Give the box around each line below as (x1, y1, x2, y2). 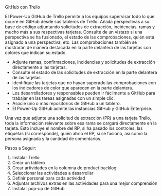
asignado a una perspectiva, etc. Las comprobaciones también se (5, 39, 137, 45)
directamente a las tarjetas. (12, 64, 67, 70)
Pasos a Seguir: (5, 145, 36, 151)
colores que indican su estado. (5, 50, 67, 55)
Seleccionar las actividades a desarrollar (12, 170, 94, 176)
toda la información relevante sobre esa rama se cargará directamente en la (5, 120, 157, 126)
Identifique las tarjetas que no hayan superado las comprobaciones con (12, 80, 156, 86)
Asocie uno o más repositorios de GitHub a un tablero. (12, 101, 121, 106)
